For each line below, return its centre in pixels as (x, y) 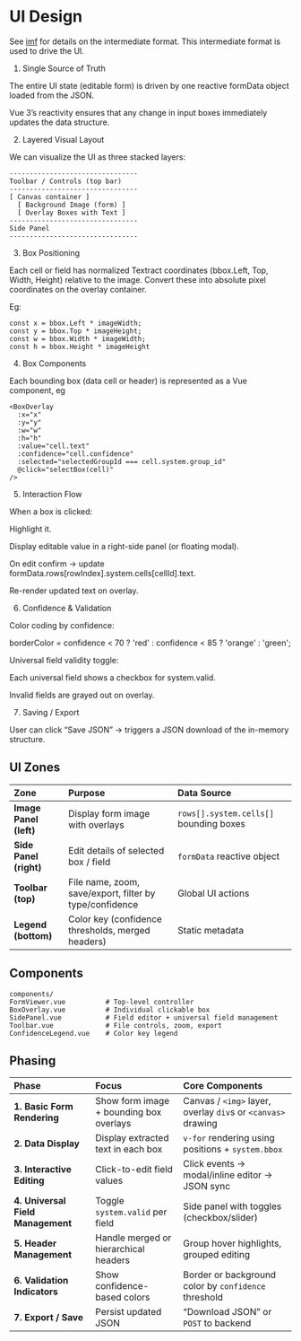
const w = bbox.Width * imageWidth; (77, 338)
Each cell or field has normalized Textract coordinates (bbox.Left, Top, (139, 270)
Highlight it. (30, 529)
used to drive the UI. (47, 50)
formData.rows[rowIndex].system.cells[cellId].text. (103, 573)
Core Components (223, 1086)
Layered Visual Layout (63, 139)
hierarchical (120, 1249)
